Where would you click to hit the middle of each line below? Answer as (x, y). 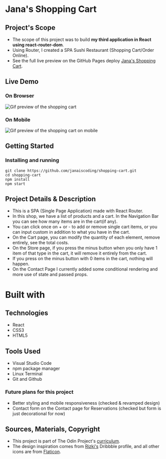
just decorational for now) (39, 413)
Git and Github (27, 379)
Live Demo (22, 81)
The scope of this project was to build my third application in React (82, 39)
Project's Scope (30, 28)
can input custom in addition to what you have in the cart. (71, 232)
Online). (20, 55)
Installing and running (32, 160)
